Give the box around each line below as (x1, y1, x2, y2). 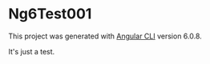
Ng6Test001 (8, 5, 92, 23)
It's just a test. (8, 46, 55, 56)
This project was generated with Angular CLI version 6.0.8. (8, 31, 202, 41)
